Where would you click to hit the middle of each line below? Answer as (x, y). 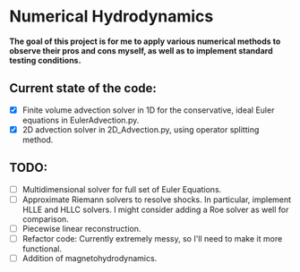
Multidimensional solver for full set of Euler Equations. (122, 189)
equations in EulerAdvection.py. (81, 120)
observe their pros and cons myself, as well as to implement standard (141, 50)
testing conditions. (45, 60)
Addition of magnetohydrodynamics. (90, 258)
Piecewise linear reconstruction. (81, 228)
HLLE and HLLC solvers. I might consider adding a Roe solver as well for (155, 209)
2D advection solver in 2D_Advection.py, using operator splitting (141, 129)
